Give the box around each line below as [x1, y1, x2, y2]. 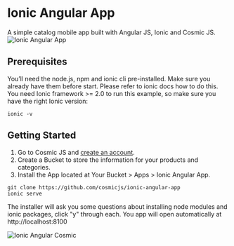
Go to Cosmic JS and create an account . [17, 148, 135, 156]
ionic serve [7, 190, 42, 197]
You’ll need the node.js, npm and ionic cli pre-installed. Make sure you [7, 74, 211, 83]
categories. [17, 163, 51, 171]
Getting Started [7, 130, 77, 142]
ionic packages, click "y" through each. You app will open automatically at [7, 210, 222, 218]
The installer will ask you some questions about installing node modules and [7, 202, 228, 211]
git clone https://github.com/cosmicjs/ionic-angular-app [7, 184, 181, 191]
